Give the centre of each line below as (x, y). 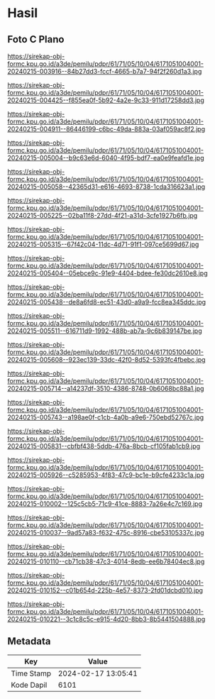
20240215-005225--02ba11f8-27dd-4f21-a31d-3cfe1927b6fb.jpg (103, 215)
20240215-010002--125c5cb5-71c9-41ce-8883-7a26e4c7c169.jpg (105, 504)
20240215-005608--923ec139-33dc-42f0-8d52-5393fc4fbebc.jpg (106, 359)
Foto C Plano (36, 39)
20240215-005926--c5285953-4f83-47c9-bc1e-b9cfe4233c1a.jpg (106, 475)
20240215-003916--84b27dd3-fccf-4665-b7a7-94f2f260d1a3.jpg (105, 71)
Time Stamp (31, 673)
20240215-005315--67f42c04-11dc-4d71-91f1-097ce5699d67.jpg (103, 244)
